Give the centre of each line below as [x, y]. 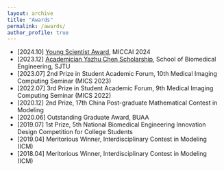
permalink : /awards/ [37, 26]
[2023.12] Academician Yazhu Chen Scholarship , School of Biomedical [116, 60]
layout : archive [30, 13]
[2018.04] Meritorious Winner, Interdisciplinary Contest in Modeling [112, 154]
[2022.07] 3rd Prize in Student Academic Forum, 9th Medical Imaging [115, 88]
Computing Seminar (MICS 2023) [64, 81]
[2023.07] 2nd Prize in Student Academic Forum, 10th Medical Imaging [117, 74]
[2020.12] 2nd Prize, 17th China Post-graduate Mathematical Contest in [117, 103]
